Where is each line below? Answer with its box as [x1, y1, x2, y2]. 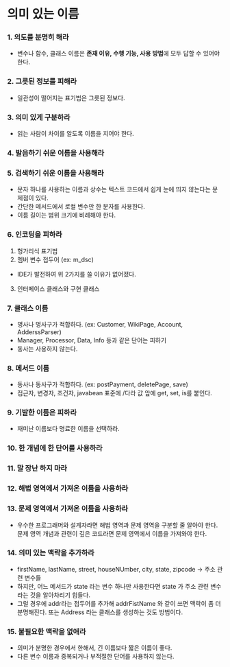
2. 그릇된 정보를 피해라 [7, 77, 77, 86]
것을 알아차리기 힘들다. [29, 591, 91, 599]
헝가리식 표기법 [16, 246, 58, 255]
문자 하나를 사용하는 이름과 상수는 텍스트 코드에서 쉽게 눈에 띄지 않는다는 [16, 185, 211, 194]
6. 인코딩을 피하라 [7, 230, 63, 239]
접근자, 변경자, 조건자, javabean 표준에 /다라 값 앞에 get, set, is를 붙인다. [16, 389, 212, 397]
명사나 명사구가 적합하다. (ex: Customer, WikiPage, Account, [16, 320, 183, 328]
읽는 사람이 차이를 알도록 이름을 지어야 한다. [16, 130, 135, 138]
